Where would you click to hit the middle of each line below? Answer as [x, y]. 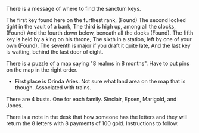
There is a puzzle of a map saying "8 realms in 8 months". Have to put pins [98, 63]
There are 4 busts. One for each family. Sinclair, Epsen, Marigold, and [91, 99]
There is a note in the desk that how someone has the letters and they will [97, 117]
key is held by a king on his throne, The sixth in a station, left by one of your [99, 39]
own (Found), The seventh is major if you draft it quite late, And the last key [98, 45]
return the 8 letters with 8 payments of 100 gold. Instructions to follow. [92, 123]
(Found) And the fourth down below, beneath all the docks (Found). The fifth [100, 33]
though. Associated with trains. [53, 88]
